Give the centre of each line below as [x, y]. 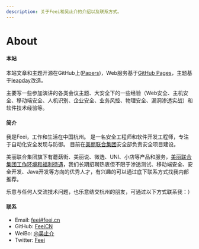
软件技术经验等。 [27, 108]
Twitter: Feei [30, 240]
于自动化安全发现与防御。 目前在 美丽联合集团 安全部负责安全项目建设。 [92, 144]
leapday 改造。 [29, 80]
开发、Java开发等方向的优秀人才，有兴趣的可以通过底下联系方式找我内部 [100, 172]
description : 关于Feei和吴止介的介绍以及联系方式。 [64, 12]
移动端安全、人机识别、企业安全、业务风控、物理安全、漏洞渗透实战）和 [105, 100]
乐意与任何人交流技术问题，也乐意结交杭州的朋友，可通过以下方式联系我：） [99, 192]
